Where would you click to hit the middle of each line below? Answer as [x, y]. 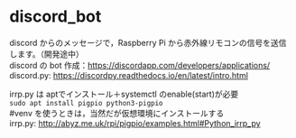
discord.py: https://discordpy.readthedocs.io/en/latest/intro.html [129, 75]
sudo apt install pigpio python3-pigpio [87, 103]
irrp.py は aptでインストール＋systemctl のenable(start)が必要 [124, 94]
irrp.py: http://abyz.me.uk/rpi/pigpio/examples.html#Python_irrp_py [135, 123]
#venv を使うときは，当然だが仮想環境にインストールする [117, 113]
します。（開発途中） [46, 54]
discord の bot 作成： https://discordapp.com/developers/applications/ [140, 65]
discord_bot [55, 17]
